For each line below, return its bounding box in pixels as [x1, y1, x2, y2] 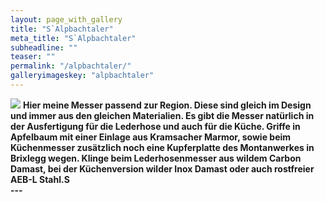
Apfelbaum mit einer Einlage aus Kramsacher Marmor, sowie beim [10, 131, 292, 143]
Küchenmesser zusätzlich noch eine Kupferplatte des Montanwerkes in [10, 141, 315, 153]
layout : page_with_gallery [10, 14, 123, 25]
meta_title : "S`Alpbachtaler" [10, 33, 137, 43]
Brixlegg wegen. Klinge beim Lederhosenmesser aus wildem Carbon [10, 152, 302, 164]
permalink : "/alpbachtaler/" [10, 61, 132, 71]
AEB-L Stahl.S [10, 173, 70, 185]
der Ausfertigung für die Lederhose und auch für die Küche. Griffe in [10, 120, 301, 132]
